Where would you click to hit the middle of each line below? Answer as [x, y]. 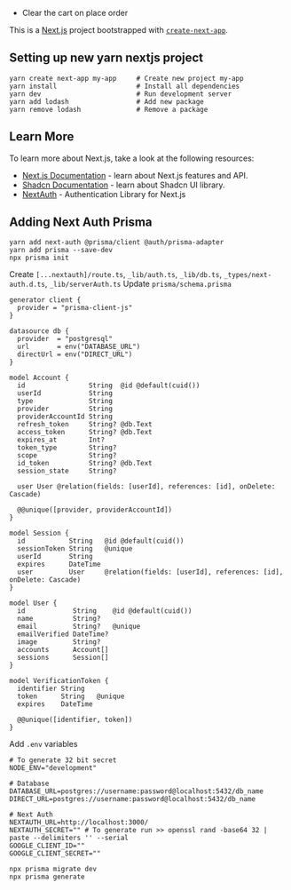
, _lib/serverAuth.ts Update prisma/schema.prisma [138, 284]
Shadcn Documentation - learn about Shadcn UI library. [123, 185]
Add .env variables [43, 744]
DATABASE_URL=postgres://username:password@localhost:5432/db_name [137, 791]
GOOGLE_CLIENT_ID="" [47, 846]
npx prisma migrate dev [53, 870]
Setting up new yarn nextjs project [106, 58]
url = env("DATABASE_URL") [79, 347]
